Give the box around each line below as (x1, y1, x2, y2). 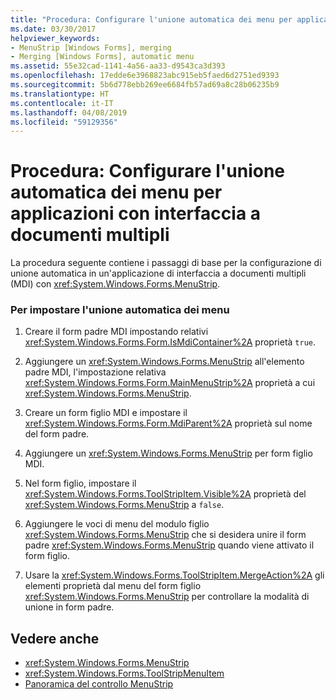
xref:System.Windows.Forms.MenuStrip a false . (24, 499, 225, 511)
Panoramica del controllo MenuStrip (24, 678, 174, 690)
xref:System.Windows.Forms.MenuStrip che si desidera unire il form (24, 529, 307, 541)
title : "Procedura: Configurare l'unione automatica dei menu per (10, 14, 293, 25)
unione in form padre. (24, 601, 115, 613)
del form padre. (24, 428, 90, 440)
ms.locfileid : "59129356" (10, 117, 118, 127)
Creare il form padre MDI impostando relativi (24, 326, 209, 338)
